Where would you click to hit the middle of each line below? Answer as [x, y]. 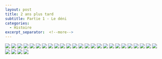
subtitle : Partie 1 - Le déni [36, 19]
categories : [17, 23]
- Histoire [21, 28]
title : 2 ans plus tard [29, 14]
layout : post [18, 10]
